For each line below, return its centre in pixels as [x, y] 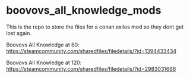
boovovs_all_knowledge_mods [84, 10]
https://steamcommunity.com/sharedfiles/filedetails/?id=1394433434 [91, 51]
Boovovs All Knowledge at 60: [43, 45]
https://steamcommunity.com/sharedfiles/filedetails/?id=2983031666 [91, 68]
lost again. [19, 33]
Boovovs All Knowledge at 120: [44, 63]
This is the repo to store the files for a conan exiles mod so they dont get [95, 27]
